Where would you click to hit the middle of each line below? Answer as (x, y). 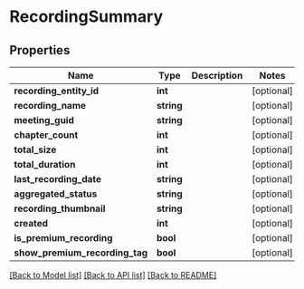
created (31, 223)
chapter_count (46, 135)
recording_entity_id (57, 91)
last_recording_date (58, 179)
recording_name (50, 106)
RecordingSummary (86, 17)
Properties (40, 50)
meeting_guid (44, 120)
